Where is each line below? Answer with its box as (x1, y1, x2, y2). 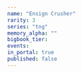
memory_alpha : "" (7, 29, 58, 37)
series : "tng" (7, 23, 49, 30)
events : (7, 42, 30, 49)
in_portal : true (7, 49, 54, 56)
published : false (7, 56, 58, 63)
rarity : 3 (7, 17, 36, 24)
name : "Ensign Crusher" (7, 10, 76, 17)
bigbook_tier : (7, 36, 49, 43)
